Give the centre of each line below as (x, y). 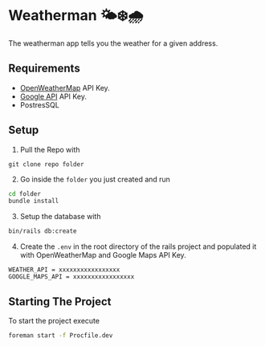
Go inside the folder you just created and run (95, 179)
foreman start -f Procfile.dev (61, 336)
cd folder (25, 193)
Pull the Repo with (50, 149)
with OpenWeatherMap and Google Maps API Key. (103, 255)
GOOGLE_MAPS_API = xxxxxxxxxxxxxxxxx (71, 277)
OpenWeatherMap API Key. (65, 88)
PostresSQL (40, 104)
